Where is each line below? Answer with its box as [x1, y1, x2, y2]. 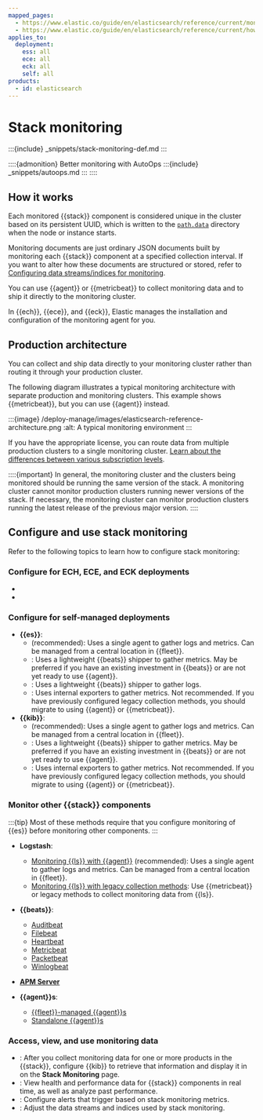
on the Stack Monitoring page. [19, 1069, 120, 1079]
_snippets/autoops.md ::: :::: [8, 168, 98, 177]
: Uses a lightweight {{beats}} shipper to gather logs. [31, 680, 202, 689]
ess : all [22, 48, 51, 56]
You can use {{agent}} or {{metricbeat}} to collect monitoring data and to [8, 283, 244, 293]
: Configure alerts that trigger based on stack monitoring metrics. [19, 1094, 229, 1104]
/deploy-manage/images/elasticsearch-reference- [41, 414, 204, 424]
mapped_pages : [8, 11, 55, 20]
